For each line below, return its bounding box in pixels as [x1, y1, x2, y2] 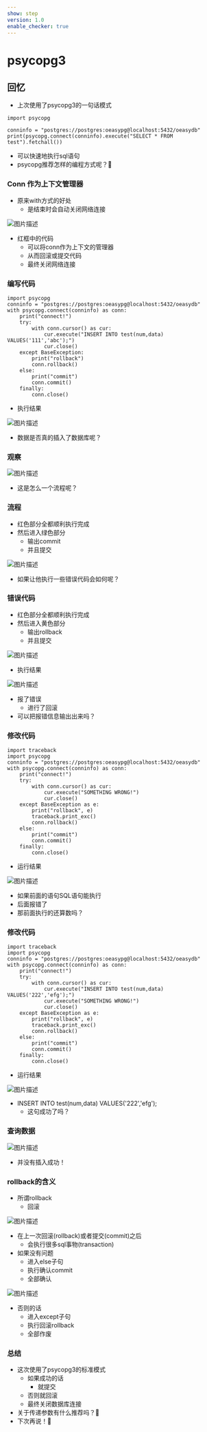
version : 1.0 [7, 17, 45, 23]
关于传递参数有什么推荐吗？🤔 [16, 1409, 99, 1417]
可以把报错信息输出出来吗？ [16, 712, 96, 720]
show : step [7, 10, 38, 17]
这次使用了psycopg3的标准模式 [16, 1365, 106, 1374]
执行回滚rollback [27, 1321, 75, 1329]
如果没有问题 [16, 1249, 53, 1257]
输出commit [27, 537, 61, 545]
